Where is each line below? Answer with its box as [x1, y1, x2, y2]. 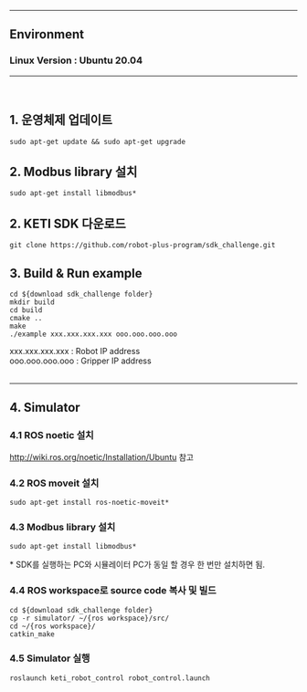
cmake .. [9, 313, 43, 322]
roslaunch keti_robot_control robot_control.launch [9, 673, 210, 683]
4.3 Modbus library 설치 [9, 520, 116, 533]
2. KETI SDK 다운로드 [9, 215, 126, 231]
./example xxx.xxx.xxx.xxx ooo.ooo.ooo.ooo [9, 330, 178, 339]
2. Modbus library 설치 [9, 163, 138, 179]
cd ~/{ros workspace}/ [9, 622, 96, 631]
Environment [9, 26, 85, 42]
